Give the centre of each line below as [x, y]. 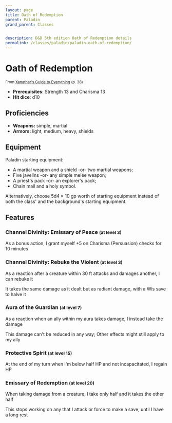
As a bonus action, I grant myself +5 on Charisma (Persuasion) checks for [83, 243]
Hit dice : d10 [26, 97]
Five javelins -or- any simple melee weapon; [60, 175]
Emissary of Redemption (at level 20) [50, 383]
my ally [13, 339]
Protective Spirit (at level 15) [39, 353]
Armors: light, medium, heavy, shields [53, 131]
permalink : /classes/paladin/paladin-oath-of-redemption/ [69, 43]
